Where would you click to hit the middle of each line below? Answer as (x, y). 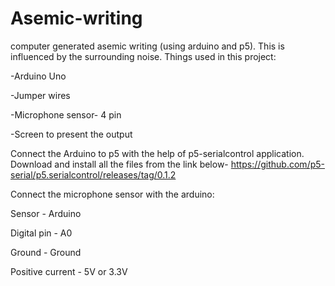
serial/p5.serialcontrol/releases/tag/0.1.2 (93, 174)
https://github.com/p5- (277, 164)
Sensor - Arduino (46, 213)
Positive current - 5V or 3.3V (69, 271)
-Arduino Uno (38, 76)
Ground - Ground (46, 252)
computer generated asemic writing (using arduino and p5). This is (147, 46)
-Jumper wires (40, 95)
